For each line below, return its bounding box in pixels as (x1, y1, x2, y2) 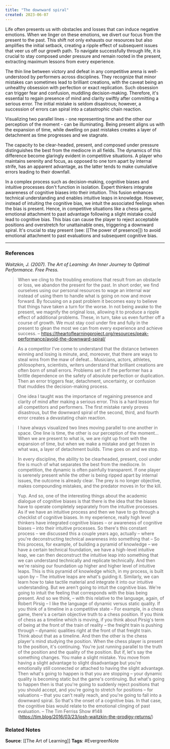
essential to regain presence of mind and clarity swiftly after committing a (5, 95, 159, 101)
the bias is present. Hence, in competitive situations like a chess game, (5, 205, 153, 211)
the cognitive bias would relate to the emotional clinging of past (17, 703, 150, 709)
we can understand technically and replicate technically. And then (17, 557, 155, 563)
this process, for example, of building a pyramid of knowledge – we (17, 541, 158, 547)
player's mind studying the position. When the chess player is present (17, 638, 163, 644)
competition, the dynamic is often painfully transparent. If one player (17, 467, 161, 473)
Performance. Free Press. (5, 267, 59, 273)
